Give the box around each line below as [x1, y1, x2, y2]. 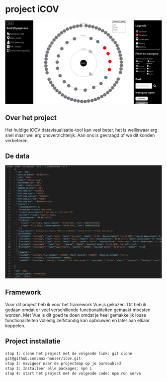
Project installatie [5, 337, 61, 346]
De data [5, 152, 30, 160]
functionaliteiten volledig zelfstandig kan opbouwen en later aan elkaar [5, 317, 150, 323]
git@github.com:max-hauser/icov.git [5, 356, 81, 361]
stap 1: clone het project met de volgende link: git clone [5, 351, 133, 356]
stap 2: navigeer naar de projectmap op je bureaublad [5, 361, 121, 366]
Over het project [5, 114, 57, 122]
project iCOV [5, 3, 59, 15]
